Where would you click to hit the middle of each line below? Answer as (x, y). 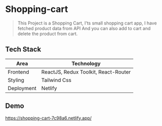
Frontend (18, 72)
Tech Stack (23, 49)
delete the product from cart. (48, 33)
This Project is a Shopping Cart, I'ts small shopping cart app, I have (87, 23)
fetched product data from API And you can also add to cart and (84, 28)
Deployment (22, 88)
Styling (16, 80)
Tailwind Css (56, 80)
